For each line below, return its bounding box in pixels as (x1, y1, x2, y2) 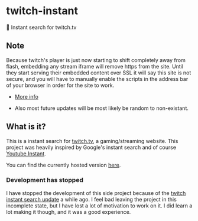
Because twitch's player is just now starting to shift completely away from (6, 56, 186, 63)
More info (14, 93, 38, 100)
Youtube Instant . (6, 149, 46, 157)
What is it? (6, 122, 46, 132)
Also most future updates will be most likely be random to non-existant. (14, 105, 189, 112)
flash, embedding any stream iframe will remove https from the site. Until (6, 63, 184, 70)
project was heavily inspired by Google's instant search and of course (6, 144, 176, 151)
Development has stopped (6, 176, 84, 184)
